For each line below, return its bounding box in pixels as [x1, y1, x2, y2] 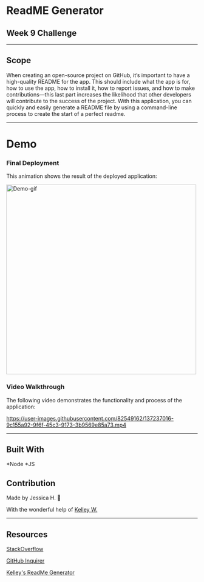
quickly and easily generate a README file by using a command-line [6, 104, 177, 111]
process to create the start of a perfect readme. [6, 110, 126, 117]
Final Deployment [6, 158, 59, 167]
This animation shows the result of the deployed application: [6, 172, 157, 180]
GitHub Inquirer [6, 557, 45, 564]
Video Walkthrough [6, 383, 65, 391]
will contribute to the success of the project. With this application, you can [6, 97, 192, 104]
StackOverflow [6, 546, 44, 553]
